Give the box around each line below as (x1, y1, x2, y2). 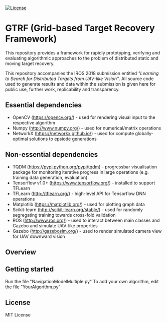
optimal (12, 136, 29, 142)
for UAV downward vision (12, 233, 65, 239)
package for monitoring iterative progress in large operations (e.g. (12, 169, 149, 175)
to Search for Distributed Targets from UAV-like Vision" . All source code (5, 76, 154, 82)
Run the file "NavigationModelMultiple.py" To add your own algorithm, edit (5, 278, 159, 284)
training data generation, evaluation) (12, 174, 88, 180)
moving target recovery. (5, 60, 55, 67)
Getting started (5, 265, 54, 274)
